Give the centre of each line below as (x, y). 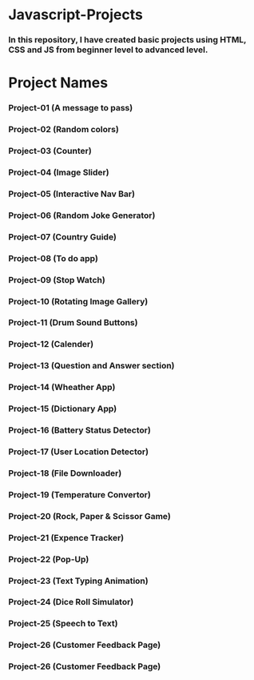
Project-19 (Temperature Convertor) (80, 494)
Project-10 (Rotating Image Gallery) (78, 301)
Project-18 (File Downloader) (65, 473)
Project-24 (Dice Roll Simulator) (71, 602)
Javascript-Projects (76, 15)
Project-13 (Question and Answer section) (91, 366)
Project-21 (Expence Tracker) (66, 537)
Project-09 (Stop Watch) (57, 280)
